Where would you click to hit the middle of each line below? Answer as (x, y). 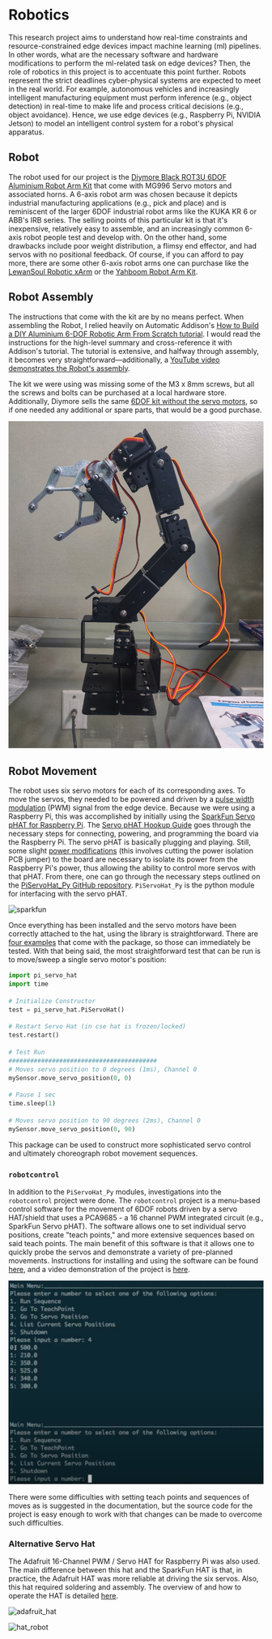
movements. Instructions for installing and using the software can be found (134, 1261)
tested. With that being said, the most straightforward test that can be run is (135, 951)
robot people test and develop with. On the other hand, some (125, 237)
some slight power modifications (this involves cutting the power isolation (131, 851)
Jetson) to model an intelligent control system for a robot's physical (121, 123)
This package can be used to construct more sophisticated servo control (130, 1144)
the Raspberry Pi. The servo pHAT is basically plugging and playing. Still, (130, 842)
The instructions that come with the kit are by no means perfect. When (126, 317)
